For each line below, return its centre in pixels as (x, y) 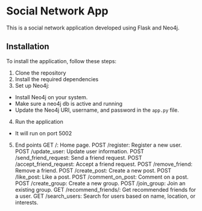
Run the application (39, 121)
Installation (28, 47)
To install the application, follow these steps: (61, 61)
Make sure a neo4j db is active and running (68, 103)
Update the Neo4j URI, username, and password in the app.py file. (97, 110)
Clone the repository (40, 73)
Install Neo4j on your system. (51, 97)
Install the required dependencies (57, 79)
